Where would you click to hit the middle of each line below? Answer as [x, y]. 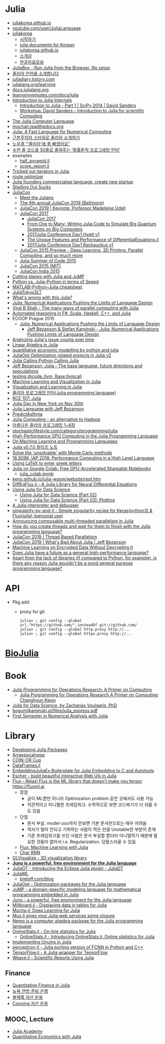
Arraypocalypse [29, 755]
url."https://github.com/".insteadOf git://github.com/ [78, 625]
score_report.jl [34, 166]
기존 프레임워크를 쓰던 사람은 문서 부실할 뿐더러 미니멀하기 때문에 [90, 835]
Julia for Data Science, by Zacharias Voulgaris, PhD [65, 705]
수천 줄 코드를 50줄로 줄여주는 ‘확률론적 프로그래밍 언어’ [66, 150]
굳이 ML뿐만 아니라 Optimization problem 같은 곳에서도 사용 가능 [90, 798]
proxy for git [32, 612]
